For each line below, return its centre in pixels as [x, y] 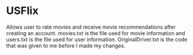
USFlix [22, 11]
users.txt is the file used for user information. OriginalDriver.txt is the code [97, 39]
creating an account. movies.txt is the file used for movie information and [96, 33]
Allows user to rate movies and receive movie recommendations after [91, 27]
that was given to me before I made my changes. [66, 46]
